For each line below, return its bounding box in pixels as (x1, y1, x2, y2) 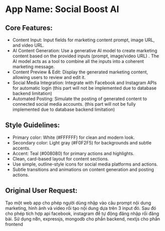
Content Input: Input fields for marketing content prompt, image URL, (12, 37, 155, 43)
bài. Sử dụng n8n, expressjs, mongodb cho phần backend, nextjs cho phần (5, 215, 160, 222)
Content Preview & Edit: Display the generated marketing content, (12, 69, 148, 75)
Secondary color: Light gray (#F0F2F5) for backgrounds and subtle (12, 139, 152, 145)
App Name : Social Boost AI (5, 4, 119, 15)
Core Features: (5, 24, 53, 32)
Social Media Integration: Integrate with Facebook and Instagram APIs (12, 80, 157, 86)
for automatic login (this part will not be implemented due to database (12, 85, 157, 91)
